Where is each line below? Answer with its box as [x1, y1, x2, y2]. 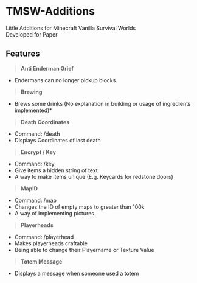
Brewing [20, 88, 43, 96]
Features [5, 49, 40, 59]
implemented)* [14, 107, 52, 114]
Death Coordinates [20, 118, 70, 125]
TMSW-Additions [5, 4, 95, 18]
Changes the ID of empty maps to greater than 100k [14, 203, 145, 211]
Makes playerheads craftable [14, 239, 88, 247]
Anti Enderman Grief [20, 65, 74, 72]
